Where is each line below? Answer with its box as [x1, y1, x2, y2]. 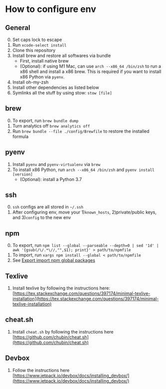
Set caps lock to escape [12, 36, 62, 42]
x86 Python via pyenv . [19, 74, 65, 79]
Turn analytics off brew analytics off [12, 122, 90, 128]
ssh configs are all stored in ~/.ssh [12, 204, 84, 210]
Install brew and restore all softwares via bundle [12, 52, 111, 58]
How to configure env [5, 3, 96, 15]
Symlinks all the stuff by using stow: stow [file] [12, 90, 112, 95]
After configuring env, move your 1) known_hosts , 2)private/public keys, [12, 209, 157, 215]
